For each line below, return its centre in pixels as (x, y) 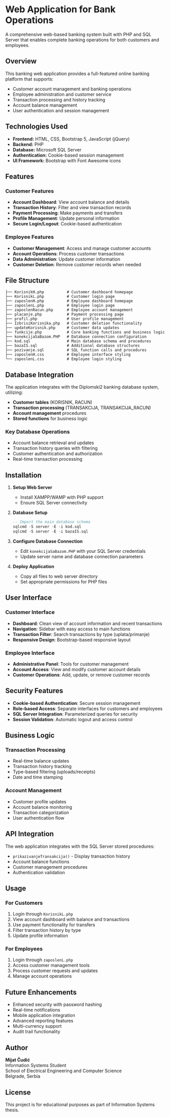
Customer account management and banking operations (72, 89)
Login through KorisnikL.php (43, 914)
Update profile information (40, 936)
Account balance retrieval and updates (53, 443)
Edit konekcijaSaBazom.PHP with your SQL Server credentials (83, 551)
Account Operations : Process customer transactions (68, 253)
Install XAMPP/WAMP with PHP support (62, 497)
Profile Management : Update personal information (66, 218)
